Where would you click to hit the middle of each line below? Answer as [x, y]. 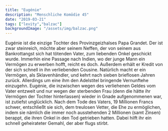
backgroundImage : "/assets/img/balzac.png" [52, 29]
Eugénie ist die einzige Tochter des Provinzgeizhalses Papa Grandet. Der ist [84, 43]
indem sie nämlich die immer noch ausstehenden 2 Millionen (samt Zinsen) [83, 113]
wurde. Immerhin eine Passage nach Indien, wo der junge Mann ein [75, 59]
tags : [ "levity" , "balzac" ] [34, 24]
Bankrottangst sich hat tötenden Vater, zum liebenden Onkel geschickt [78, 54]
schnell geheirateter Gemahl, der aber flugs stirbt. [57, 123]
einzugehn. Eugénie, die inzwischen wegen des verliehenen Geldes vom [80, 86]
